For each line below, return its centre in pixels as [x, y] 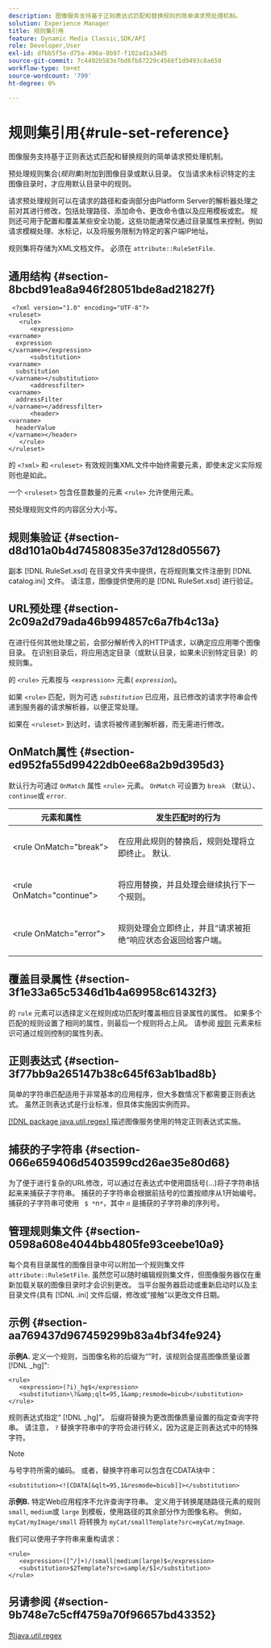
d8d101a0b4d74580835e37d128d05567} [115, 551]
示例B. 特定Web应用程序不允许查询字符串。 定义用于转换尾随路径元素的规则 [134, 1501]
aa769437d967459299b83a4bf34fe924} [115, 1336]
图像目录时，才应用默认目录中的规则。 [72, 184]
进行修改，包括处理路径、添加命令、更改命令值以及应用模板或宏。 [139, 211]
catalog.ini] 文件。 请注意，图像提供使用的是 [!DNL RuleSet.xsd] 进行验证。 [133, 581]
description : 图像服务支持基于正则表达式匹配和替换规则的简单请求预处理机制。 [125, 16]
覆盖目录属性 [40, 980]
